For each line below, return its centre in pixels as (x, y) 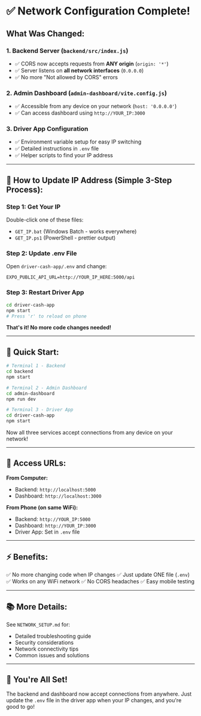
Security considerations (44, 642)
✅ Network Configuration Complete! (98, 11)
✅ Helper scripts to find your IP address (64, 155)
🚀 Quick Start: (33, 352)
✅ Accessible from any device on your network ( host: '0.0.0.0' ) (96, 106)
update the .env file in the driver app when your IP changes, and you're (94, 700)
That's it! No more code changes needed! (59, 328)
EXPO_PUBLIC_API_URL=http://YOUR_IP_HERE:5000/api (71, 277)
